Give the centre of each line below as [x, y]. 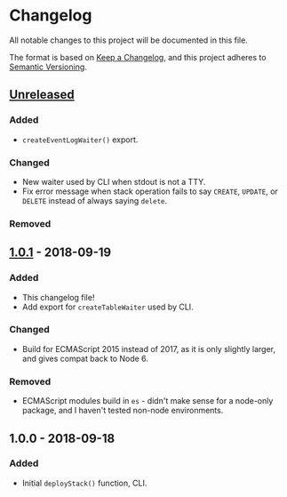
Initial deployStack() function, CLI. [84, 483]
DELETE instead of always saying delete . [95, 200]
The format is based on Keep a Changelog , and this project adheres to [138, 57]
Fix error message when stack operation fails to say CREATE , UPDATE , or [150, 191]
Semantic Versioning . [48, 67]
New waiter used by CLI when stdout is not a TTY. [114, 181]
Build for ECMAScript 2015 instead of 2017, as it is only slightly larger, [149, 349]
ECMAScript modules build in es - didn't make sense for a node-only [147, 401]
